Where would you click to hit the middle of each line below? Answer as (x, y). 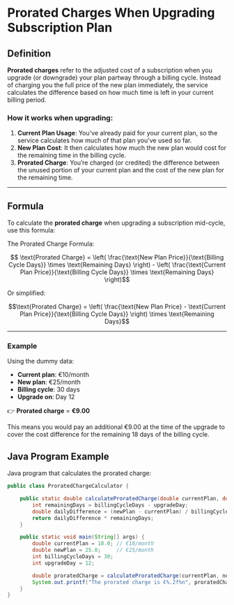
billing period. (27, 100)
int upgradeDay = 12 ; (64, 563)
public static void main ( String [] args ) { (82, 537)
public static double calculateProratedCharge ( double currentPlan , (119, 499)
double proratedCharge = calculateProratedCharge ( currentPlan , (126, 576)
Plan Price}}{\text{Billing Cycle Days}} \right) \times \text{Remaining (117, 314)
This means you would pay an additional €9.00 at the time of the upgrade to (116, 427)
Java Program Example (58, 456)
